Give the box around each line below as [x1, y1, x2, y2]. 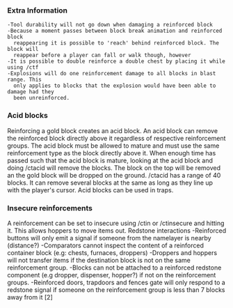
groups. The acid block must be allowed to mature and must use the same [7, 141, 220, 150]
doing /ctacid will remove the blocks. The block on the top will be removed [7, 163, 221, 172]
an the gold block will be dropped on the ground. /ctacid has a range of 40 [7, 171, 221, 179]
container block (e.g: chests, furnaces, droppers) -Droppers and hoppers [7, 248, 218, 256]
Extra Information [7, 6, 68, 15]
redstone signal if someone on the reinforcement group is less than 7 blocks [7, 285, 225, 294]
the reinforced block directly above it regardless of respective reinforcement [7, 134, 226, 142]
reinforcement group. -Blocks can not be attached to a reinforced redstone [7, 263, 222, 272]
